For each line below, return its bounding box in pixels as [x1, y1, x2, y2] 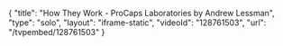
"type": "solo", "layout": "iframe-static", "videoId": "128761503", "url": [8, 17, 267, 28]
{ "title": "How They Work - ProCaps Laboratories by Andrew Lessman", [8, 8, 276, 18]
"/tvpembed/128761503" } [8, 27, 105, 37]
